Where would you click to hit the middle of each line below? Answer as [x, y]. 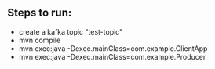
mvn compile [40, 40]
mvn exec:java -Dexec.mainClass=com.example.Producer [112, 56]
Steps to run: [40, 13]
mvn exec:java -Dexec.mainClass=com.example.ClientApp [113, 48]
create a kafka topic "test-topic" [71, 31]
